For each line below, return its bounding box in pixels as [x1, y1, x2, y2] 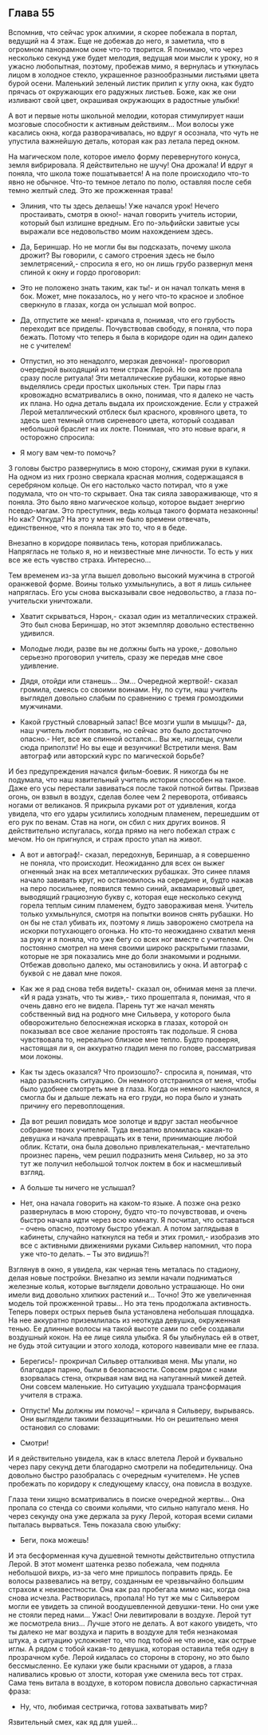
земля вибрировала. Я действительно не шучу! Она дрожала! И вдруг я [8, 160, 254, 170]
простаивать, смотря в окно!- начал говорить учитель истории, [19, 209, 238, 219]
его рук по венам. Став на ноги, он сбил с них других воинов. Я [8, 817, 226, 826]
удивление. [19, 660, 59, 670]
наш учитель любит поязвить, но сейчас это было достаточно [19, 725, 232, 735]
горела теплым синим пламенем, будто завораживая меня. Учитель [19, 901, 254, 910]
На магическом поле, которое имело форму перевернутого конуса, [8, 152, 241, 161]
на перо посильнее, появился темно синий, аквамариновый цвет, [19, 883, 245, 893]
